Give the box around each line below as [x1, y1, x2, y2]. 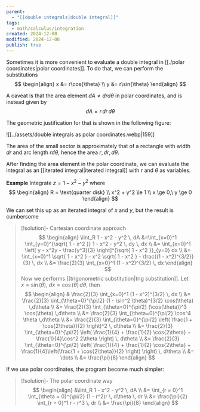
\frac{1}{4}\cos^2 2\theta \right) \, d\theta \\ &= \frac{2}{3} [35, 335, 180, 342]
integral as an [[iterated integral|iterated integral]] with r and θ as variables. [6, 167, 191, 174]
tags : [6, 20, 20, 26]
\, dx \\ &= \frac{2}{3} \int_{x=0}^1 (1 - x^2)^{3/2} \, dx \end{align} [32, 259, 193, 266]
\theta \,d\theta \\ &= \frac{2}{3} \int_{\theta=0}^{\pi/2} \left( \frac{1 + [23, 316, 193, 323]
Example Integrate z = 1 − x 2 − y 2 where [6, 178, 106, 186]
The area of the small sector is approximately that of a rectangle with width [6, 142, 191, 149]
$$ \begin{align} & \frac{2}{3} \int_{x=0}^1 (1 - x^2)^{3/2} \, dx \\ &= [24, 290, 191, 297]
